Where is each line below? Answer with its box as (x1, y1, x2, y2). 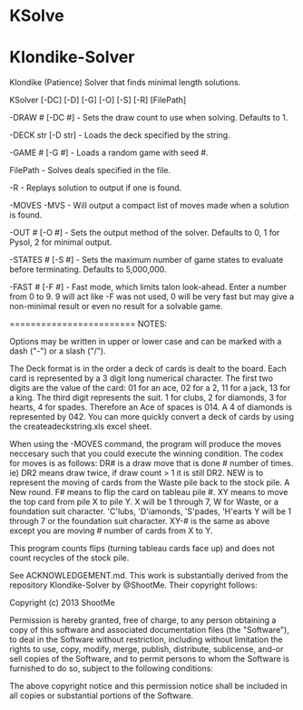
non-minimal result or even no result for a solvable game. (9, 301, 224, 312)
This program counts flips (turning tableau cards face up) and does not (9, 543, 275, 554)
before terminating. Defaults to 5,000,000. (9, 264, 167, 275)
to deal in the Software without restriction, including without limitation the (9, 634, 283, 645)
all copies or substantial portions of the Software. (9, 690, 193, 701)
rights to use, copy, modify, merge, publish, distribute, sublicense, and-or (9, 644, 284, 655)
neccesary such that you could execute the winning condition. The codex (9, 448, 284, 459)
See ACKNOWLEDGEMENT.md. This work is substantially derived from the (9, 570, 288, 581)
